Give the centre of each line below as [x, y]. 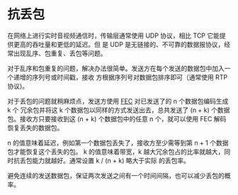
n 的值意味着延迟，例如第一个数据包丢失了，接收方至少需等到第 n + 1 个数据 [118, 143]
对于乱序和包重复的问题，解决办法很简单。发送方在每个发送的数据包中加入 [116, 68]
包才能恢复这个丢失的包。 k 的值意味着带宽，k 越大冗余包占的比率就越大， [116, 151]
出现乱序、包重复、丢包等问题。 [60, 53]
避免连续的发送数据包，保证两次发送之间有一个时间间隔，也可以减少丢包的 [116, 175]
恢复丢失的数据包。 [35, 128]
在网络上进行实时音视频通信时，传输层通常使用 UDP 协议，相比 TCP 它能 [113, 35]
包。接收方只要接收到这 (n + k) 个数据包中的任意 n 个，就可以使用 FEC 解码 [117, 118]
